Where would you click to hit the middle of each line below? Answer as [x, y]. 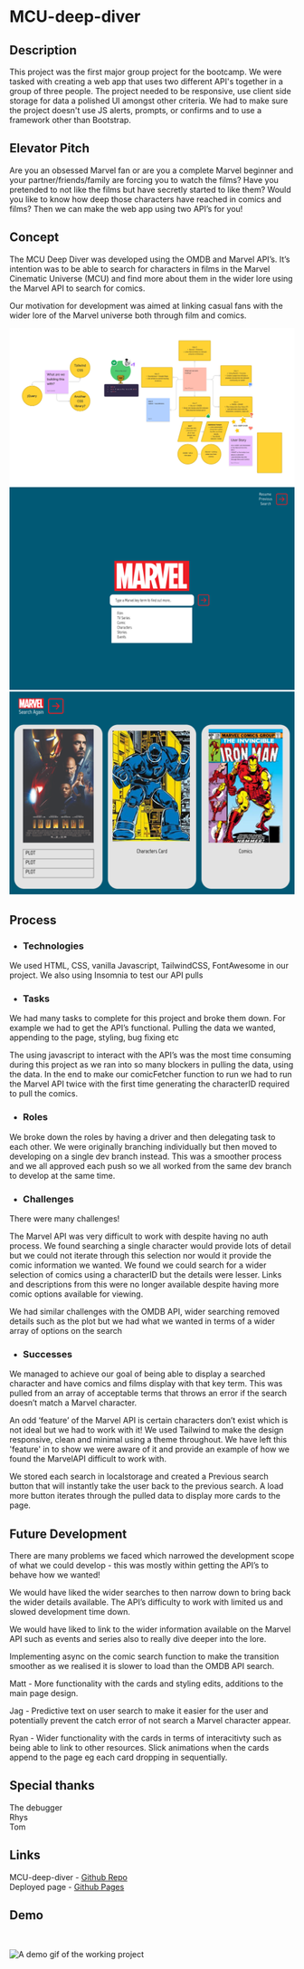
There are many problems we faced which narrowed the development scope [152, 1556]
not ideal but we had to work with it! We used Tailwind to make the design [147, 1430]
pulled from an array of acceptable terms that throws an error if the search [148, 1394]
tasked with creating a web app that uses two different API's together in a [146, 82]
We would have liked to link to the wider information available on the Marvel [150, 1629]
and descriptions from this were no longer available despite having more [144, 1284]
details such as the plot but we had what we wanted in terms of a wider [142, 1321]
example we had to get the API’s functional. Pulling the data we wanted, [142, 1028]
